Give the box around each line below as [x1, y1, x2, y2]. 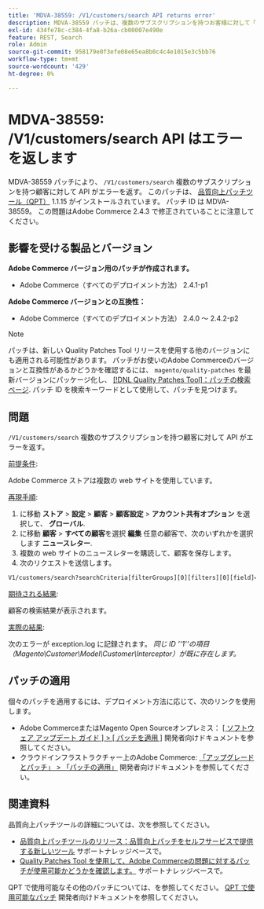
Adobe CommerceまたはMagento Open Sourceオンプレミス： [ [19, 723, 225, 732]
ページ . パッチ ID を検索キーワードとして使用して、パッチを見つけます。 [8, 385, 242, 394]
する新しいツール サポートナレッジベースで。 [19, 846, 167, 856]
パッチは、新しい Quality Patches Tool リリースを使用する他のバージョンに [8, 346, 251, 355]
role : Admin [8, 41, 47, 49]
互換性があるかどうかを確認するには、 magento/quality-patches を [28, 365, 245, 375]
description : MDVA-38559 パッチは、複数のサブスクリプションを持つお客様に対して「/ [8, 19, 260, 27]
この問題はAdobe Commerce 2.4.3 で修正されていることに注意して [38, 206, 255, 216]
